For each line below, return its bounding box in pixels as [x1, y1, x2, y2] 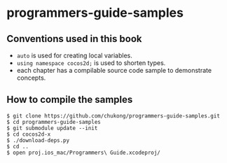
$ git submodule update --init [6, 125, 98, 132]
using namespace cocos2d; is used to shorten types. [16, 59, 166, 67]
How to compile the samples [6, 94, 133, 106]
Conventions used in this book [6, 33, 142, 45]
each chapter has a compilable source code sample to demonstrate [16, 66, 212, 74]
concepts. [16, 73, 46, 82]
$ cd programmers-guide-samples [6, 118, 101, 125]
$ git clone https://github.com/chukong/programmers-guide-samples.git [6, 112, 220, 120]
